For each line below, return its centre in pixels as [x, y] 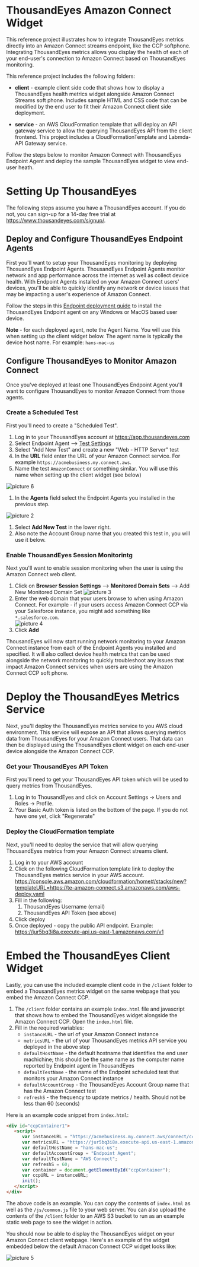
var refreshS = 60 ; [46, 1164]
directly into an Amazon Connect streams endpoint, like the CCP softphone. [98, 46]
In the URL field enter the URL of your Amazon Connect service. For [97, 456]
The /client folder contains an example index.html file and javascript [99, 1009]
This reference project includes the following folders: [70, 76]
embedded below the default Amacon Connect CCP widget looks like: [91, 1246]
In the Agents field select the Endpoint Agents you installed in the [95, 498]
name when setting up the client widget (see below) [78, 475]
